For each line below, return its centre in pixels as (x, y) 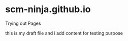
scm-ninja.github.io (48, 9)
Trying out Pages (23, 23)
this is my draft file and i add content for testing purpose (64, 33)
